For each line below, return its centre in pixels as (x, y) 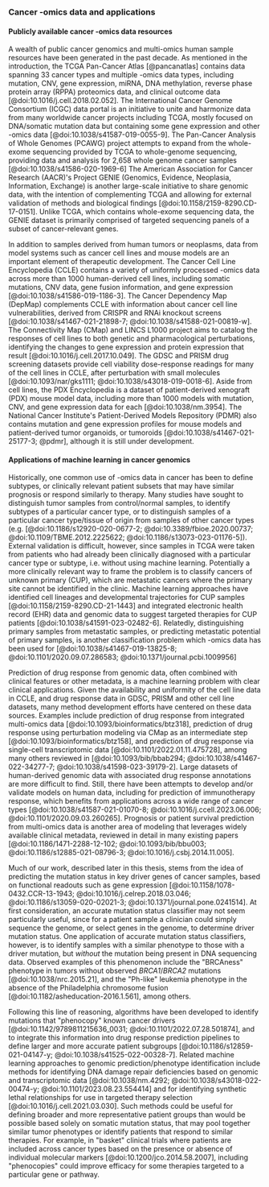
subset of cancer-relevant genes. (63, 229)
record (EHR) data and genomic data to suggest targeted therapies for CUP (133, 614)
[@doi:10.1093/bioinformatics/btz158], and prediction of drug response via (131, 741)
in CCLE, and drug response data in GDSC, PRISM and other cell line (121, 698)
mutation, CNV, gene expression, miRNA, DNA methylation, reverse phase (130, 84)
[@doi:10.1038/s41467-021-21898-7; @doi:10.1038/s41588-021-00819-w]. (130, 321)
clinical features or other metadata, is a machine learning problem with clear (134, 681)
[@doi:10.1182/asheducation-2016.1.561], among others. (100, 996)
